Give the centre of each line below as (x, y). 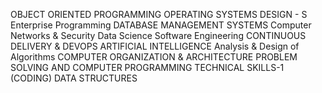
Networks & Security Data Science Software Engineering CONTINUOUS (158, 35)
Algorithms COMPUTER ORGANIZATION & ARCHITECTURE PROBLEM (154, 57)
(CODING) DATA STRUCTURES (74, 78)
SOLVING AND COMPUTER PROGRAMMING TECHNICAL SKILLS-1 (147, 67)
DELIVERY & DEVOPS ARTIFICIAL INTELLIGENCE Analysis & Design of (155, 46)
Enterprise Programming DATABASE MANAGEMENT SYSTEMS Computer (161, 25)
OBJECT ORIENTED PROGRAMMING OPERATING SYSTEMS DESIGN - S (159, 14)
